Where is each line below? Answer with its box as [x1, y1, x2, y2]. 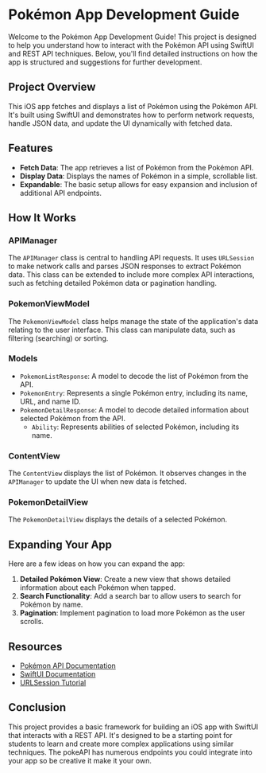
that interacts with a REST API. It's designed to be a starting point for [8, 730, 233, 740]
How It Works [8, 211, 77, 224]
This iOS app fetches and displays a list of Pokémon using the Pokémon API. [8, 101, 258, 111]
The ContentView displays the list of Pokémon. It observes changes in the [8, 468, 247, 478]
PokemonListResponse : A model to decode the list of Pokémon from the [19, 371, 249, 381]
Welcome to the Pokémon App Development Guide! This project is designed [8, 32, 256, 41]
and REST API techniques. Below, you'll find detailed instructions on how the [8, 49, 258, 58]
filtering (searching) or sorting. [8, 333, 109, 343]
